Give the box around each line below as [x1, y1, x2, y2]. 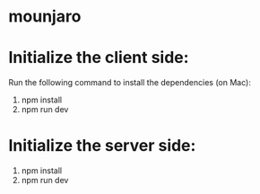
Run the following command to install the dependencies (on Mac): [8, 77, 252, 88]
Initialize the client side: [8, 48, 189, 68]
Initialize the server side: [8, 136, 196, 156]
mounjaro [8, 6, 82, 27]
